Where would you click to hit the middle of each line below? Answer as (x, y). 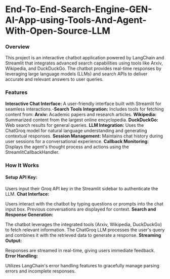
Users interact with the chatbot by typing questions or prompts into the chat (84, 203)
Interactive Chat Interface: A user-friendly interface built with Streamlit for (83, 103)
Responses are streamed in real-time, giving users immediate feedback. (80, 250)
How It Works (22, 165)
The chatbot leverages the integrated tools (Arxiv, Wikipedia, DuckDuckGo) (84, 224)
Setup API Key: (21, 177)
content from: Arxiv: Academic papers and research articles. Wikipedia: (81, 114)
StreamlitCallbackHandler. (32, 152)
